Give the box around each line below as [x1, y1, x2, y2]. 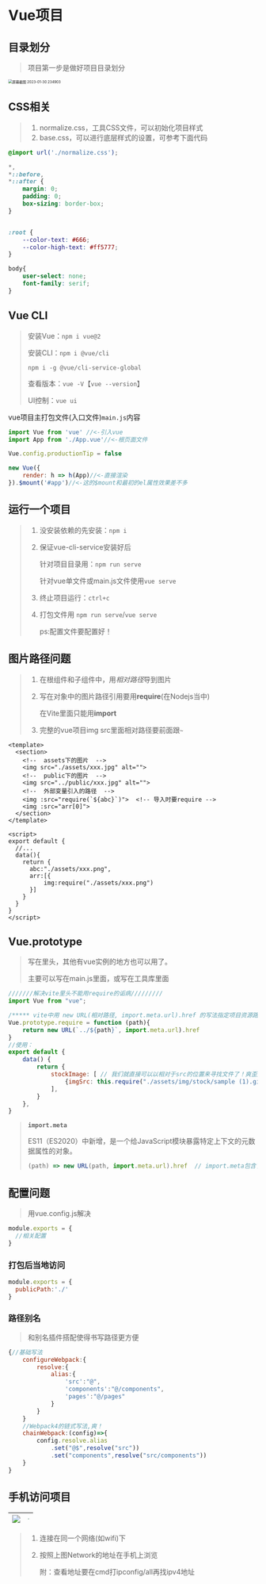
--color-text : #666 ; [22, 236, 90, 244]
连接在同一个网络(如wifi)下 [39, 1533, 127, 1543]
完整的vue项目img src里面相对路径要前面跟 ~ [39, 725, 184, 734]
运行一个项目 [8, 503, 71, 516]
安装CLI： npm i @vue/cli [27, 347, 109, 357]
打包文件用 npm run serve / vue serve [39, 609, 158, 619]
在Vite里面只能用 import [39, 708, 117, 718]
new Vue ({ [8, 464, 41, 472]
